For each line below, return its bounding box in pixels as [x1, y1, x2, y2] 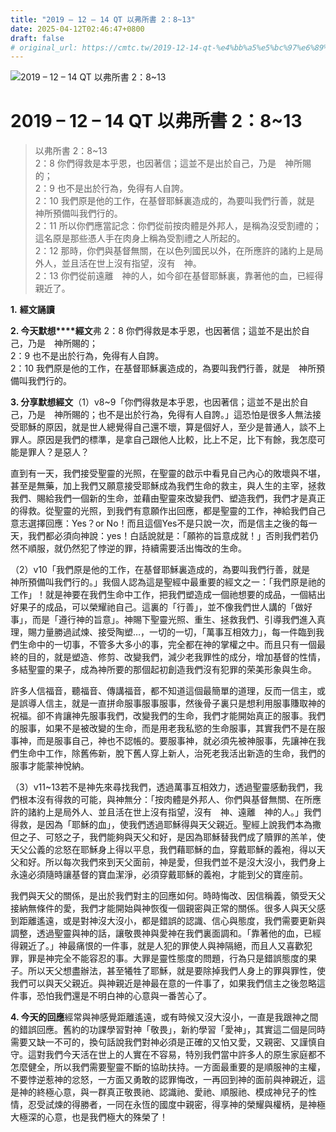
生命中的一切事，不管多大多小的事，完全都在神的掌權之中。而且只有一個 [18, 639, 317, 651]
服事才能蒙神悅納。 [10, 760, 90, 772]
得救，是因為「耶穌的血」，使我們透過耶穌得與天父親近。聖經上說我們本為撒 [10, 819, 322, 831]
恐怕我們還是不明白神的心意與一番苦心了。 [36, 990, 212, 1002]
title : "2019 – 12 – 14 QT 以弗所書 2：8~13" [10, 14, 196, 25]
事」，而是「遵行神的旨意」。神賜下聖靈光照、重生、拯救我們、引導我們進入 [10, 614, 317, 626]
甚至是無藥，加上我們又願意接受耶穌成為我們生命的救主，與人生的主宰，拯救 [10, 480, 326, 492]
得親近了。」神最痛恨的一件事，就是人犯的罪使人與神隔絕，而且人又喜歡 [10, 940, 304, 952]
